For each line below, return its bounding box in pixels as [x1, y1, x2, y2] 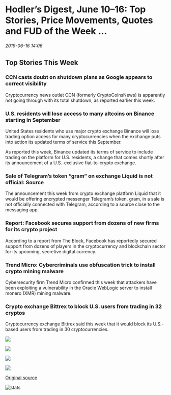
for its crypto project [5, 226, 58, 233]
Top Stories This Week [5, 58, 78, 67]
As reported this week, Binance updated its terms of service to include [5, 148, 153, 155]
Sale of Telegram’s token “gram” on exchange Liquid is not [5, 172, 153, 180]
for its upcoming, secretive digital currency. [5, 248, 97, 254]
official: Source [5, 179, 44, 186]
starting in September [5, 116, 61, 123]
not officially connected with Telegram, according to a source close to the [5, 201, 160, 208]
